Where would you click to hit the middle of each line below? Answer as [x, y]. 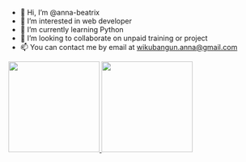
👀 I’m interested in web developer [76, 21]
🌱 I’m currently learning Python [72, 29]
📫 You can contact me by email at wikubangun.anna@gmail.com [129, 47]
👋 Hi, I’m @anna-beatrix [59, 12]
